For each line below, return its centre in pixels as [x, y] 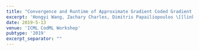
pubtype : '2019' [26, 33]
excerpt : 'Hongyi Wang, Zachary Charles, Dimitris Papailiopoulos [90, 17]
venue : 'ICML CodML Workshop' [44, 28]
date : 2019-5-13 [26, 22]
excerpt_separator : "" [34, 39]
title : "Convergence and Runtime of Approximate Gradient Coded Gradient [99, 11]
